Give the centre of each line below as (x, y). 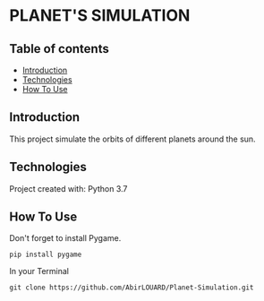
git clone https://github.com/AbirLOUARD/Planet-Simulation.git (132, 288)
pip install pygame (46, 255)
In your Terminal (39, 271)
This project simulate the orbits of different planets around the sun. (133, 139)
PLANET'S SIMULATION (100, 16)
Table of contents (59, 49)
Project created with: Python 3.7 (68, 188)
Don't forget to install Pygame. (65, 238)
